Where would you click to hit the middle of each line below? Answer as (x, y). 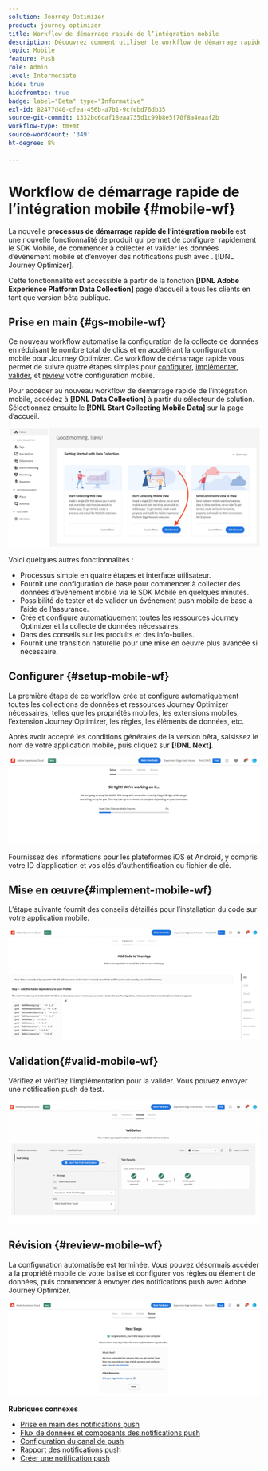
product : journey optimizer (55, 25)
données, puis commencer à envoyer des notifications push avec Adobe (127, 1281)
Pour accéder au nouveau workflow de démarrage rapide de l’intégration (128, 391)
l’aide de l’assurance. (54, 609)
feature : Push (32, 59)
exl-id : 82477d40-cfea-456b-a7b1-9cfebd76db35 (87, 109)
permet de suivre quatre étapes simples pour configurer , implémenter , (124, 367)
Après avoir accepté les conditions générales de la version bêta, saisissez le (134, 736)
